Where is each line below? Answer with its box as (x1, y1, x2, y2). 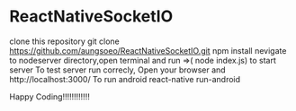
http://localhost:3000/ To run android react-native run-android (9, 73, 241, 84)
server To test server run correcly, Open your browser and (9, 64, 227, 75)
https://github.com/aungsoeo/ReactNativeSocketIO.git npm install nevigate (9, 45, 287, 55)
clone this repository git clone (9, 36, 120, 47)
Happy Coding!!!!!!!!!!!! (9, 91, 90, 102)
